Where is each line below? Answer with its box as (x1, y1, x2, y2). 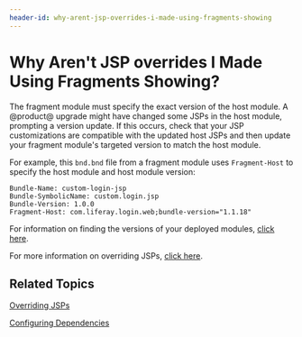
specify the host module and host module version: (9, 166, 196, 177)
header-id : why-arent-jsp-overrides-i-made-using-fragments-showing (9, 13, 272, 23)
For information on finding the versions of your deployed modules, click (9, 223, 275, 234)
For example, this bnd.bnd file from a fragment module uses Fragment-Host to (9, 157, 294, 168)
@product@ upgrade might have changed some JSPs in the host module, (9, 110, 282, 122)
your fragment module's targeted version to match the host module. (9, 139, 261, 150)
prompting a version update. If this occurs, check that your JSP (9, 120, 245, 131)
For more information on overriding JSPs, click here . (9, 250, 204, 261)
